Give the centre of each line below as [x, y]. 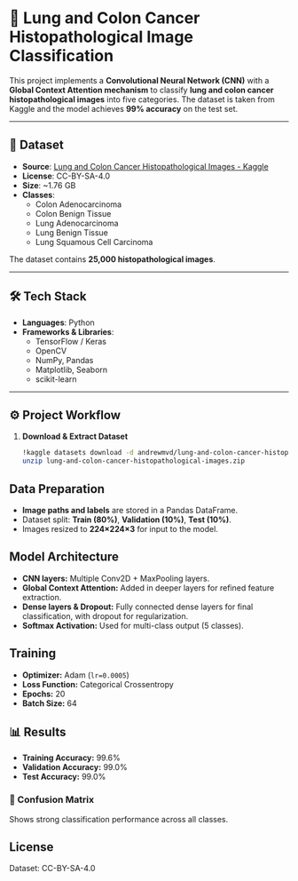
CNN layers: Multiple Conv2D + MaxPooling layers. [116, 578]
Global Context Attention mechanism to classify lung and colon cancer [141, 90]
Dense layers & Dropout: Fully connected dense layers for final [137, 607]
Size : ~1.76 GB [49, 185]
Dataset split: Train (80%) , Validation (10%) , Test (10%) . [127, 520]
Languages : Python [58, 322]
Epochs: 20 [43, 694]
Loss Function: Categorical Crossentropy [98, 684]
